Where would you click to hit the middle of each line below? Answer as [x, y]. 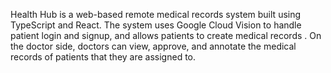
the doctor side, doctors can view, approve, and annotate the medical [153, 46]
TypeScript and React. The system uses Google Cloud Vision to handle [156, 25]
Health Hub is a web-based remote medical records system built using [156, 14]
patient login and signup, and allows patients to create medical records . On [166, 35]
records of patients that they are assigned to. [103, 57]
